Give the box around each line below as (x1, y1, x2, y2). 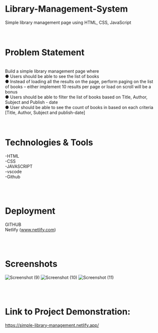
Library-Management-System (5, 3, 128, 15)
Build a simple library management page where (5, 68, 99, 74)
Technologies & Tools (5, 137, 94, 148)
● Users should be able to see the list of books (5, 73, 99, 79)
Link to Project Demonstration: (5, 306, 131, 317)
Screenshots (5, 258, 58, 269)
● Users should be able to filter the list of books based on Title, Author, (5, 94, 148, 100)
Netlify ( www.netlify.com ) (5, 226, 56, 232)
